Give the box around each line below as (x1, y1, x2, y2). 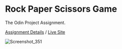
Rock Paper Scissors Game (5, 3, 118, 15)
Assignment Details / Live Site (5, 29, 65, 35)
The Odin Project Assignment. (5, 20, 66, 25)
